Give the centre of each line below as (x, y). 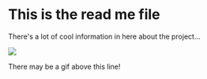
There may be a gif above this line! (64, 66)
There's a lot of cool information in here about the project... (104, 36)
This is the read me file (84, 15)
